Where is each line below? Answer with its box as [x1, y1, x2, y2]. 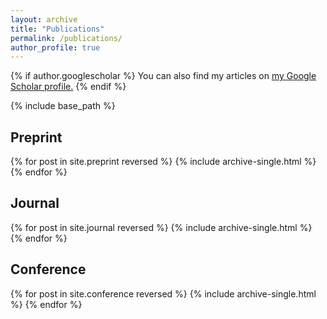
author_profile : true [10, 42, 101, 53]
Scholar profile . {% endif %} [10, 81, 127, 93]
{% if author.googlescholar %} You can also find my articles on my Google [10, 70, 317, 82]
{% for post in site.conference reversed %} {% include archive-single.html [10, 287, 317, 300]
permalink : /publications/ [10, 33, 123, 43]
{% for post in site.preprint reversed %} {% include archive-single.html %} [10, 156, 317, 168]
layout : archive [10, 14, 78, 25]
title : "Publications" [10, 24, 105, 34]
